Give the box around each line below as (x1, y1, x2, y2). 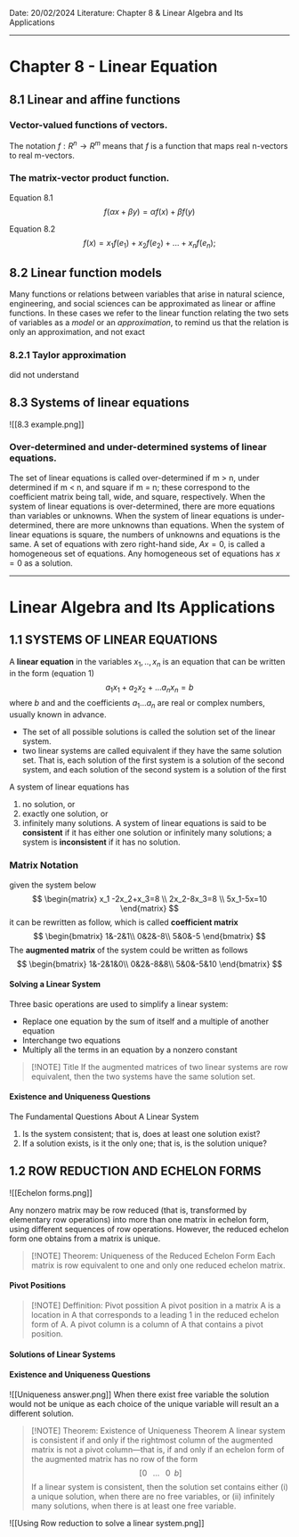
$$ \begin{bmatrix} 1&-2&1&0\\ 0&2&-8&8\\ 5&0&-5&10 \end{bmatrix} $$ (16, 958, 283, 969)
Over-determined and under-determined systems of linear (9, 441, 267, 454)
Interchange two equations (21, 1034, 121, 1045)
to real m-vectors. (9, 150, 76, 160)
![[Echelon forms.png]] (9, 1187, 93, 1198)
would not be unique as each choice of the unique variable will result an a (9, 1398, 279, 1409)
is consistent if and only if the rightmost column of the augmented (30, 1435, 273, 1445)
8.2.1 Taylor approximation (9, 349, 126, 362)
